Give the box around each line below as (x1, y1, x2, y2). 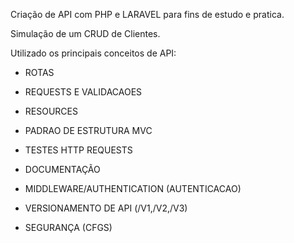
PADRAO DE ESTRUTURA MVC (24, 125, 153, 136)
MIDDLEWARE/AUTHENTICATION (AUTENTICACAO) (24, 183, 242, 194)
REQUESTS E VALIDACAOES (24, 86, 143, 98)
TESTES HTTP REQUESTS (24, 144, 133, 156)
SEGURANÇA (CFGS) (24, 222, 113, 233)
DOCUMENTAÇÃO (24, 164, 101, 175)
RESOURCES (24, 105, 78, 117)
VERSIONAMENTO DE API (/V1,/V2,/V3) (24, 202, 188, 214)
